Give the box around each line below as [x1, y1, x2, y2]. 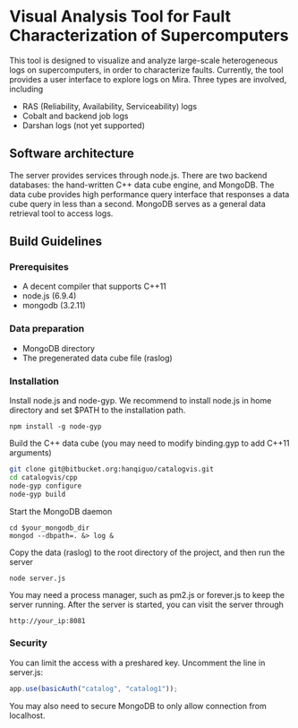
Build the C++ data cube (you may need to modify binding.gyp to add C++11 [9, 438, 290, 449]
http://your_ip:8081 [9, 616, 87, 625]
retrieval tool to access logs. [9, 208, 114, 219]
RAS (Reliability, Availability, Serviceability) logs [21, 100, 198, 111]
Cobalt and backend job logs [21, 110, 129, 121]
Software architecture [9, 146, 134, 161]
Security [9, 637, 47, 649]
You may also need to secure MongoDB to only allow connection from [9, 700, 267, 711]
